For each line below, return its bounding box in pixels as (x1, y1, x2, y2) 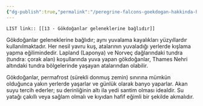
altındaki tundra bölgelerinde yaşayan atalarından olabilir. (6, 62, 149, 69)
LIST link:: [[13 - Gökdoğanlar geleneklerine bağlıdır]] (6, 25, 155, 31)
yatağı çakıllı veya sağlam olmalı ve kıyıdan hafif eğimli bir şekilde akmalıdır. (6, 93, 195, 100)
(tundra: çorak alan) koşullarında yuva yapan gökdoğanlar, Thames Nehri (6, 55, 188, 62)
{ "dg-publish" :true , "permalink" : (6, 8, 91, 15)
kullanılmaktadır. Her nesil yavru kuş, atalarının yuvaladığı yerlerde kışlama (6, 42, 192, 50)
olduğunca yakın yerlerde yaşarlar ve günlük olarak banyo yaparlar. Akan (6, 80, 188, 87)
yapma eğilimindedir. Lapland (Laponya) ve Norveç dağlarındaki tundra (6, 49, 183, 56)
